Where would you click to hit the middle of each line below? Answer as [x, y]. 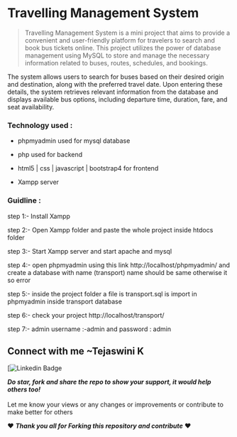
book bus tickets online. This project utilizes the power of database [123, 48]
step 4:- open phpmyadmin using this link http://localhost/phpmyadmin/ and [119, 265]
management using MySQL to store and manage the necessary [117, 55]
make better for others [40, 412]
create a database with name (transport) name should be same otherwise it [117, 272]
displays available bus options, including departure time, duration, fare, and [117, 99]
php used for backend [50, 155]
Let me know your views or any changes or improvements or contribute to [115, 405]
